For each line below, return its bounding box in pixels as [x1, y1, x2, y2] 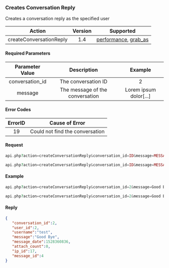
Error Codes [5, 107, 31, 113]
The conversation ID [59, 78, 108, 85]
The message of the [60, 86, 107, 93]
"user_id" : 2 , [12, 225, 39, 230]
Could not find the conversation [30, 128, 105, 135]
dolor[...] [130, 93, 151, 100]
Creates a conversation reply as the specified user [5, 16, 110, 22]
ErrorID [8, 119, 26, 126]
